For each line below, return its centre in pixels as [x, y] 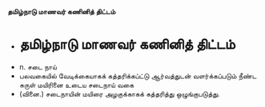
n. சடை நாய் [38, 66]
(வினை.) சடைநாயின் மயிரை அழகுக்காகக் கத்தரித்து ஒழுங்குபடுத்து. [120, 93]
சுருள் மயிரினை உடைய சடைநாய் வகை [76, 85]
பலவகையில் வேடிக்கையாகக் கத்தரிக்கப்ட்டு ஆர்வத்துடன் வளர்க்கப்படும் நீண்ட [138, 76]
